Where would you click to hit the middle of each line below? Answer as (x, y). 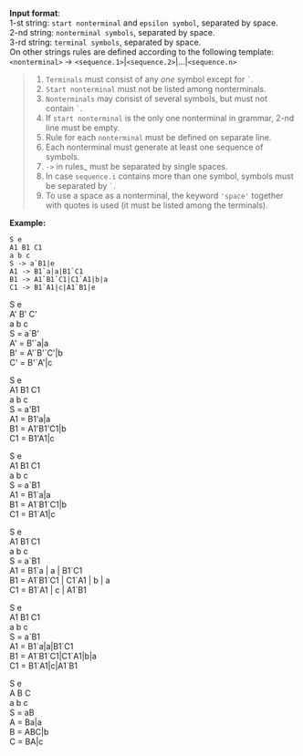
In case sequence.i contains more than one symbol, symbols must (169, 176)
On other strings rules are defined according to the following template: (142, 52)
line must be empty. (83, 128)
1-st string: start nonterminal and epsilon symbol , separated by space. (144, 23)
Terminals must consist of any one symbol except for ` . (149, 79)
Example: (28, 223)
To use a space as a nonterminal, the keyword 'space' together (164, 196)
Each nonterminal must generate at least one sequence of (154, 147)
